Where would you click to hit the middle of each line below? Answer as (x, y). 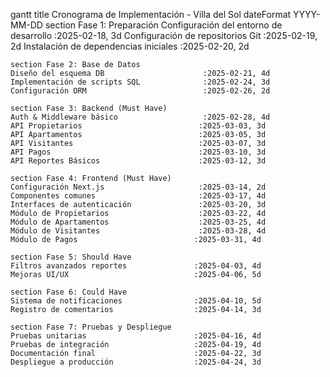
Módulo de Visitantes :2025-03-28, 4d (138, 231)
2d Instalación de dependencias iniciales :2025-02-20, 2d (130, 46)
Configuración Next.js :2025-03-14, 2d (138, 187)
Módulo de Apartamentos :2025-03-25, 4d (138, 222)
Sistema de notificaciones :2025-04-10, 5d (136, 301)
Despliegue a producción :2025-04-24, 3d (136, 362)
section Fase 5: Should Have (71, 257)
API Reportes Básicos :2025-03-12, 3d (138, 161)
